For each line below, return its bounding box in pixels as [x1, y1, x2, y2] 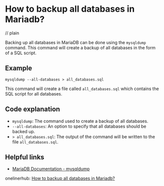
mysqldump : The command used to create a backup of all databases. [12, 118, 148, 124]
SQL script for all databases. [5, 91, 63, 96]
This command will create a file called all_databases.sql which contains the [5, 86, 159, 92]
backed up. [12, 128, 35, 134]
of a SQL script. [5, 50, 37, 56]
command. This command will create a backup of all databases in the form [5, 45, 156, 50]
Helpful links [5, 153, 45, 161]
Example [5, 64, 32, 72]
